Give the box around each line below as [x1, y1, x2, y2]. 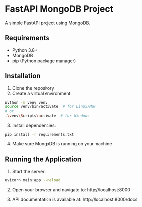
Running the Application [5, 155, 82, 164]
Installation [5, 72, 41, 80]
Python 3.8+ [12, 47, 38, 53]
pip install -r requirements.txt [5, 132, 74, 137]
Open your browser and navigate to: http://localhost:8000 [12, 186, 130, 193]
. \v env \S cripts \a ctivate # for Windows [5, 113, 90, 119]
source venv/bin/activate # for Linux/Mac [5, 104, 96, 109]
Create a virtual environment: [12, 90, 72, 96]
